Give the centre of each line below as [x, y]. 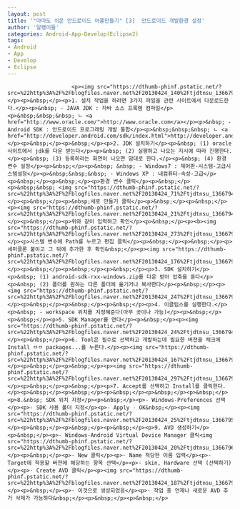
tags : [15, 41]
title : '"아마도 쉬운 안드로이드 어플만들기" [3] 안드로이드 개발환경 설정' [106, 21]
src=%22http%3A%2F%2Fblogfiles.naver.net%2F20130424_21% [94, 214]
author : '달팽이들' [33, 27]
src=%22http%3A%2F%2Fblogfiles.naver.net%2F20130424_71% [94, 193]
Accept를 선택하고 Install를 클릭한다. [174, 386]
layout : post [27, 14]
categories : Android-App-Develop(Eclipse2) [73, 34]
